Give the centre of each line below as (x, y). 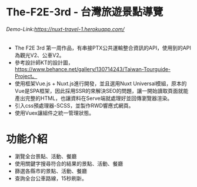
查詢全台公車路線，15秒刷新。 (51, 178)
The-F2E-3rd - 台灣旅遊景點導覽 (85, 12)
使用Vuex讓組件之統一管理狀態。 (54, 113)
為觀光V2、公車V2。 (39, 55)
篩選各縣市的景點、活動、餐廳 (51, 171)
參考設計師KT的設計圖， (44, 63)
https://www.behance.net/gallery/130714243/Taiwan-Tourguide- (93, 69)
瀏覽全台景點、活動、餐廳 (46, 156)
